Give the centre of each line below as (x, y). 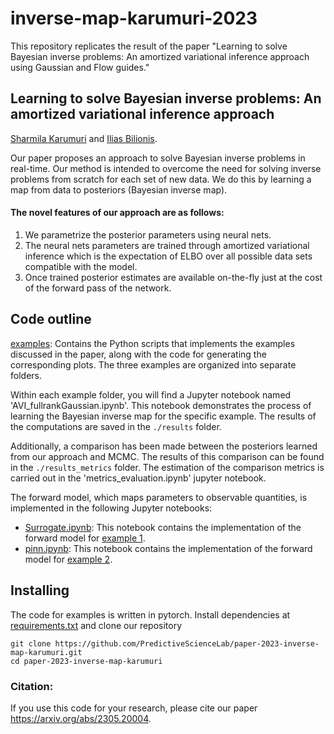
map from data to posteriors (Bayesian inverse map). (119, 189)
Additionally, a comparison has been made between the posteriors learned (164, 446)
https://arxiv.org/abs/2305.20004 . (81, 718)
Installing (40, 590)
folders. (26, 375)
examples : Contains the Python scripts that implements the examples (153, 343)
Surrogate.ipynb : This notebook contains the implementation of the (163, 527)
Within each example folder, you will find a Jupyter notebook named (151, 394)
